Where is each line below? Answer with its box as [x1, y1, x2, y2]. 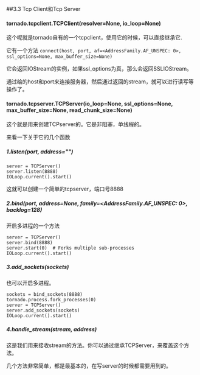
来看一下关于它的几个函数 [6, 133, 71, 141]
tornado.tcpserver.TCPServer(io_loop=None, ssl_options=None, [6, 100, 173, 107]
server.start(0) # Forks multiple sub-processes [6, 245, 135, 251]
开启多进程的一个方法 [6, 222, 60, 230]
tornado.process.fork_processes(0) [6, 297, 97, 303]
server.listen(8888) [6, 169, 59, 175]
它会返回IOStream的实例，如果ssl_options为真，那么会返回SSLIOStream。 [6, 65, 193, 72]
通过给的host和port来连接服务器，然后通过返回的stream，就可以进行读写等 [6, 78, 195, 85]
